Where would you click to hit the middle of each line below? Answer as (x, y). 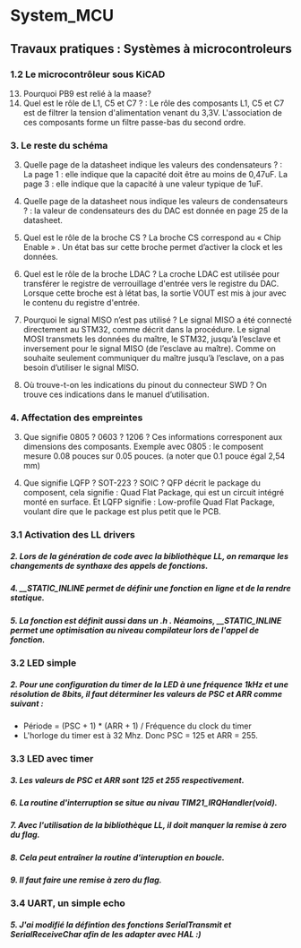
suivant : (27, 703)
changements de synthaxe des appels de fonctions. (109, 565)
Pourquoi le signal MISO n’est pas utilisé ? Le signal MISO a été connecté (157, 320)
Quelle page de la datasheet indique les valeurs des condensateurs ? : (153, 165)
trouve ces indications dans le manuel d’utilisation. (116, 394)
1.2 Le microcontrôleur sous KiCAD (88, 74)
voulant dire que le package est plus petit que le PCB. (122, 512)
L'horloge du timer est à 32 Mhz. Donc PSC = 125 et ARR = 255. (141, 736)
